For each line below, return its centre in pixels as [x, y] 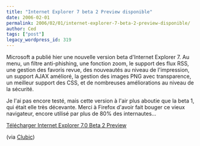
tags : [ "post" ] [25, 34]
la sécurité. [20, 89]
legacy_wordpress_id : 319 [39, 40]
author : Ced [21, 29]
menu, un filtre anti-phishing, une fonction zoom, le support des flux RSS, [98, 63]
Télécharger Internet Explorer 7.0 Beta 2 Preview [66, 125]
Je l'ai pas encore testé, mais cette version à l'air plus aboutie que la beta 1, [100, 101]
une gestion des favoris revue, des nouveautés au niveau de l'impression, [98, 70]
